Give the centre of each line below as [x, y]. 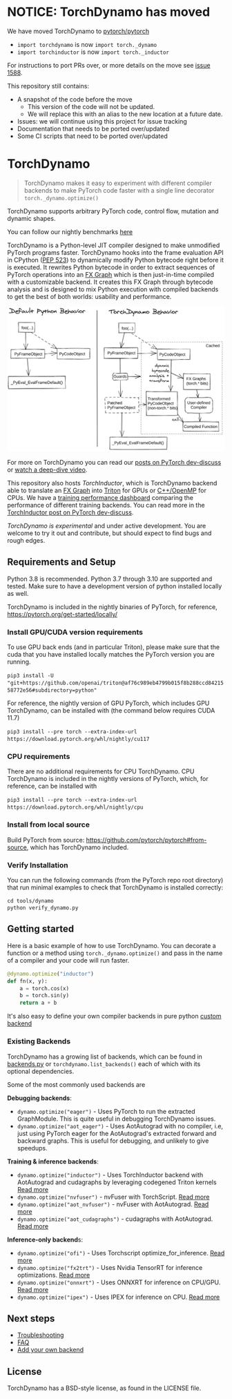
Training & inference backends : [53, 1161]
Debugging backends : [40, 1098]
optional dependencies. [41, 1071]
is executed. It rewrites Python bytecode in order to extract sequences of [111, 267]
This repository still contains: [48, 86]
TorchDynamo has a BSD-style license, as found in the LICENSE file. [104, 1388]
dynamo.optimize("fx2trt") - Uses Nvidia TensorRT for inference [110, 1267]
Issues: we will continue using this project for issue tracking [102, 121]
